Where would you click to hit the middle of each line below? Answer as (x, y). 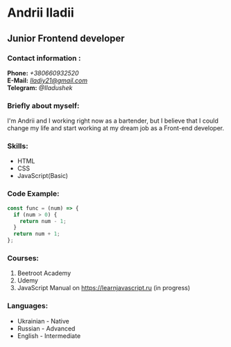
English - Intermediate (49, 336)
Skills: (18, 146)
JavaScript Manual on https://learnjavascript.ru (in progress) (104, 288)
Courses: (23, 258)
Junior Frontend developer (66, 38)
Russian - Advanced (46, 328)
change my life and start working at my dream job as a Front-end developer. (116, 128)
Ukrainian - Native (43, 321)
